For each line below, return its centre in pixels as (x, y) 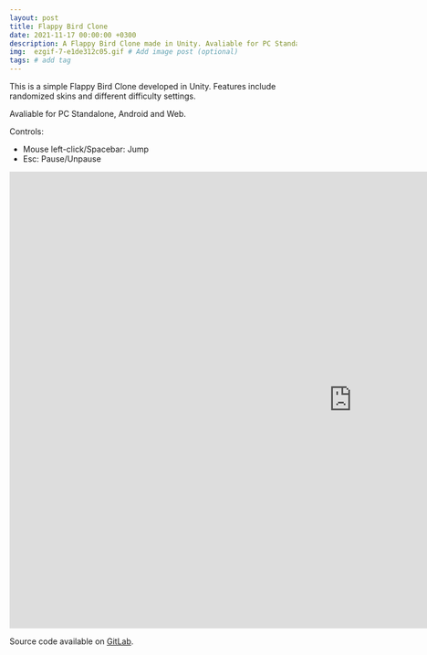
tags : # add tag (40, 60)
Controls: (26, 132)
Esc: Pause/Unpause (62, 159)
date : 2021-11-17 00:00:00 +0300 (73, 35)
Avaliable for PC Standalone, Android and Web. (98, 114)
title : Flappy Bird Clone (58, 26)
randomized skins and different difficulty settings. (103, 96)
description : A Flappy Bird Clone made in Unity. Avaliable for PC (141, 43)
